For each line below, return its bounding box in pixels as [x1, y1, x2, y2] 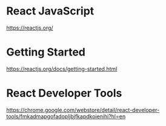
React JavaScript [6, 4, 95, 18]
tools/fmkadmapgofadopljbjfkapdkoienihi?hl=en [6, 113, 126, 120]
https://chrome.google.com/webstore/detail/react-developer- [6, 106, 160, 113]
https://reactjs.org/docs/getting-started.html [6, 65, 118, 72]
